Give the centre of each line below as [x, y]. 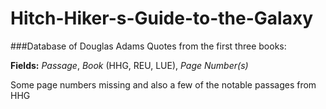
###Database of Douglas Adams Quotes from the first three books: [148, 46]
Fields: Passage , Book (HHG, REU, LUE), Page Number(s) [129, 65]
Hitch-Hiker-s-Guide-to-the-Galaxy [161, 18]
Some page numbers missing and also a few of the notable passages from [163, 84]
